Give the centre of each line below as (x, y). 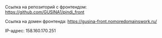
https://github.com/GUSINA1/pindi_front (45, 12)
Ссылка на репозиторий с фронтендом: (46, 7)
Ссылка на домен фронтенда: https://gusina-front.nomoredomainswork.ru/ (81, 21)
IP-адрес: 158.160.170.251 (30, 31)
